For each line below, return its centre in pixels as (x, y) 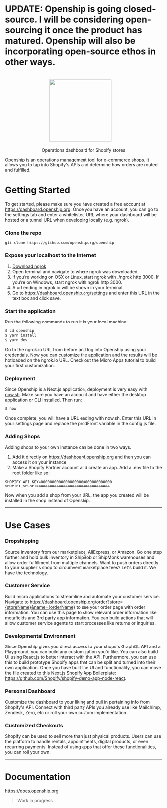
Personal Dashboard (30, 691)
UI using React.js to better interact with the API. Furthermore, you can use (81, 657)
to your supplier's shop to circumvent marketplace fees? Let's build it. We (81, 567)
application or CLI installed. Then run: (43, 400)
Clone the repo (23, 233)
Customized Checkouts (34, 726)
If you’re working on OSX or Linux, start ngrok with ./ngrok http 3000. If (85, 277)
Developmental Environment (40, 636)
